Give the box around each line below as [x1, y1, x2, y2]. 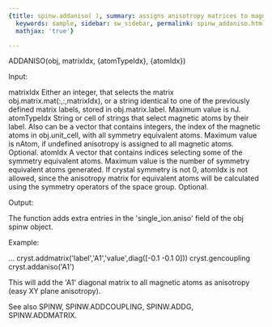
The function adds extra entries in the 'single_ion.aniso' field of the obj [8, 214, 244, 223]
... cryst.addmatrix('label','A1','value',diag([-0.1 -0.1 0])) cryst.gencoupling [8, 253, 251, 263]
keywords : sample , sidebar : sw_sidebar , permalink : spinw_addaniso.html [15, 19, 266, 28]
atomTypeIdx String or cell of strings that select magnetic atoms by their [8, 113, 249, 123]
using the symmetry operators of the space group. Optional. [8, 182, 209, 192]
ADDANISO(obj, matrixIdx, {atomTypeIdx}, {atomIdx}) [8, 56, 186, 66]
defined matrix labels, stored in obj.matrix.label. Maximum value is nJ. [8, 104, 241, 114]
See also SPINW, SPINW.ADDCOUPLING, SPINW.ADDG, [8, 302, 194, 312]
